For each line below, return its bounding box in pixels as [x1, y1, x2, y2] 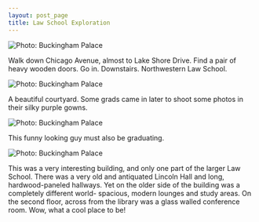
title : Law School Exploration [8, 19, 111, 27]
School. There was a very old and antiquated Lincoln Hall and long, [8, 172, 225, 181]
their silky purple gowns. [8, 103, 88, 112]
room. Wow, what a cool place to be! [8, 205, 126, 214]
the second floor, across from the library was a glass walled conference [8, 197, 240, 206]
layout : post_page [8, 11, 68, 20]
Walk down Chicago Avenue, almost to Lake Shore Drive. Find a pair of [8, 56, 237, 65]
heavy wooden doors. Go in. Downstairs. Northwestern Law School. [8, 64, 228, 73]
